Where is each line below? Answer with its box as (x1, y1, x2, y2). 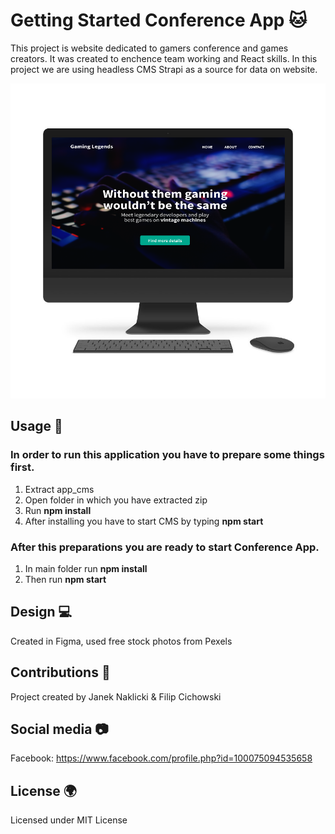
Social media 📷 (10, 720, 109, 738)
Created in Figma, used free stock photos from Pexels (10, 635, 233, 647)
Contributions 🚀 (10, 664, 111, 681)
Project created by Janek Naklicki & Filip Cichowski (10, 690, 222, 703)
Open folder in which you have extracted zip (24, 494, 208, 506)
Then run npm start (24, 573, 107, 585)
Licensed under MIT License (10, 814, 128, 826)
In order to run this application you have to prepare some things (10, 448, 325, 462)
